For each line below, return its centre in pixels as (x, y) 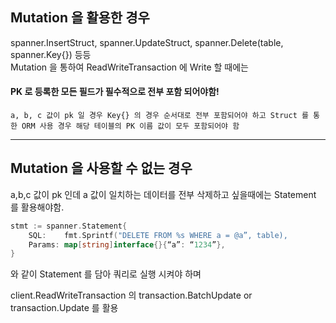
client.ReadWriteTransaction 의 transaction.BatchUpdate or (131, 295)
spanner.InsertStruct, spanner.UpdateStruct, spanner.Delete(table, (147, 42)
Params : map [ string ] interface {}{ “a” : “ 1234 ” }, (127, 244)
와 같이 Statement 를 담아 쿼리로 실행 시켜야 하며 (106, 274)
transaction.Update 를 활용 (64, 308)
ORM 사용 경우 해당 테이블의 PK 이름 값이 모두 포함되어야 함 (130, 126)
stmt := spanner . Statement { (69, 226)
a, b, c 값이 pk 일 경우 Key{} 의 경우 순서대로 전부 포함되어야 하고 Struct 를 (159, 116)
